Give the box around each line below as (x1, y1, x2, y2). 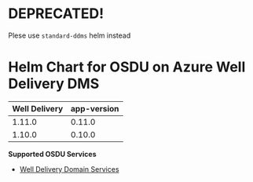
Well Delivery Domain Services (19, 164, 119, 173)
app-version (70, 103, 119, 114)
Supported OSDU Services (8, 149, 97, 158)
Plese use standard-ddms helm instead (8, 31, 131, 40)
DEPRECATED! (8, 5, 104, 23)
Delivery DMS (8, 75, 100, 93)
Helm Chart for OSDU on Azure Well (8, 58, 246, 76)
